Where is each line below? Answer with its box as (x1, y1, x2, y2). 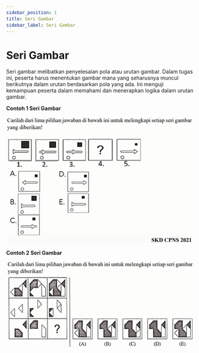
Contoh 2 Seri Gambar (6, 250, 62, 257)
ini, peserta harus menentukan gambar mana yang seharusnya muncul (6, 74, 179, 81)
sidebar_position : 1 (6, 10, 58, 15)
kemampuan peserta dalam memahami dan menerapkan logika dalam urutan (6, 87, 194, 94)
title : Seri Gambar (6, 15, 55, 22)
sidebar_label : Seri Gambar (6, 22, 76, 28)
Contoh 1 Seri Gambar (6, 105, 61, 112)
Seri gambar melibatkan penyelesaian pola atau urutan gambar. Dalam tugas (6, 68, 193, 75)
